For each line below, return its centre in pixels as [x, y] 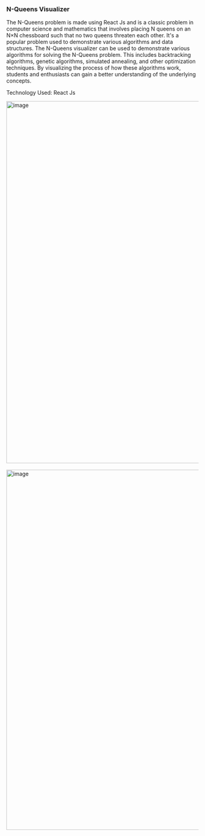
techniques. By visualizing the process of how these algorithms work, [94, 68]
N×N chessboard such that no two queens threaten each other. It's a [92, 35]
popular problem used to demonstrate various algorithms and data [90, 42]
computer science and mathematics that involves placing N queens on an [99, 29]
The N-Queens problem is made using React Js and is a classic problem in [100, 23]
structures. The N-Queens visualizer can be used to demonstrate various [98, 48]
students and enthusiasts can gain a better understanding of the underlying [101, 75]
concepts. [19, 81]
